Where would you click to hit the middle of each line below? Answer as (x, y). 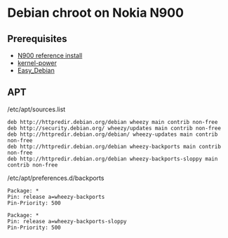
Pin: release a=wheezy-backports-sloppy (67, 221)
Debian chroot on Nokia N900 (96, 13)
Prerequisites (37, 39)
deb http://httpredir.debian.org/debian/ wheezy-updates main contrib (113, 134)
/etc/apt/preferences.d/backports (56, 178)
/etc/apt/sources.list (36, 109)
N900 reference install (50, 55)
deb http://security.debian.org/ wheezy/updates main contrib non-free (114, 128)
